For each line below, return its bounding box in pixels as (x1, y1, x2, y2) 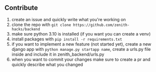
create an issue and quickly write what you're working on (11, 16, 126, 22)
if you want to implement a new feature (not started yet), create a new (11, 41, 152, 47)
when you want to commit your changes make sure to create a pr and (11, 56, 151, 62)
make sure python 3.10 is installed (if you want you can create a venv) (11, 31, 151, 36)
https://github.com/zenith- (73, 23, 130, 27)
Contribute (4, 4, 38, 12)
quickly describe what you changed (11, 61, 83, 67)
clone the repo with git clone (11, 22, 71, 27)
